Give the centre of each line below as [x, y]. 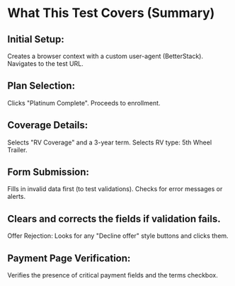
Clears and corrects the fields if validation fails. [114, 218]
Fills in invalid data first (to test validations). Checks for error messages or [115, 189]
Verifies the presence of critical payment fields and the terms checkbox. [113, 275]
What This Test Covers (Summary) [111, 13]
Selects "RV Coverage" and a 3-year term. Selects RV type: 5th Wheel [110, 142]
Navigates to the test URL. [45, 64]
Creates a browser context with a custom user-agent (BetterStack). [105, 56]
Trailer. [17, 149]
